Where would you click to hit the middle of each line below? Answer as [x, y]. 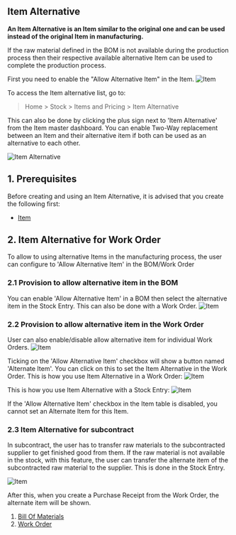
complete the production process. [57, 65]
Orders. [18, 347]
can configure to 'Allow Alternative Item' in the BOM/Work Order [101, 264]
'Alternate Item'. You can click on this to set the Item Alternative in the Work [117, 369]
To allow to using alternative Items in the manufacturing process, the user [115, 257]
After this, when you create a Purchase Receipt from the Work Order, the [113, 495]
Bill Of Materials [41, 517]
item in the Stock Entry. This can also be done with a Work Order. [102, 306]
